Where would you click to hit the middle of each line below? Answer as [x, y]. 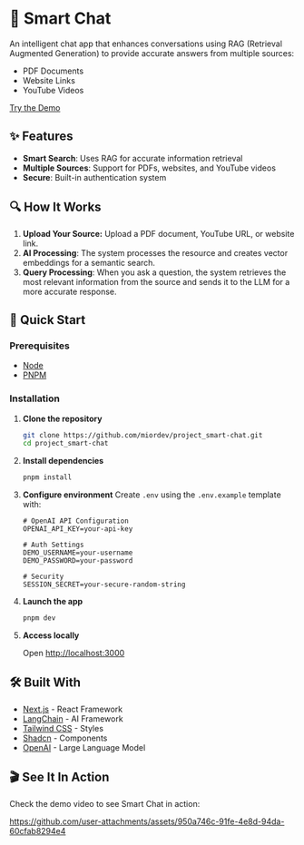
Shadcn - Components [65, 738]
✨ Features [41, 137]
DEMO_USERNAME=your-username [78, 553]
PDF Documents [53, 71]
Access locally [51, 635]
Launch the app [53, 602]
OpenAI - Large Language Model [84, 747]
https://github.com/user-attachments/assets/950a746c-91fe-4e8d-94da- [147, 821]
